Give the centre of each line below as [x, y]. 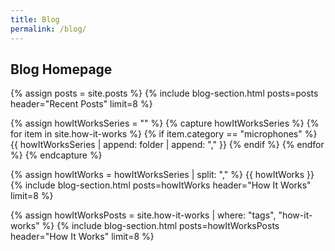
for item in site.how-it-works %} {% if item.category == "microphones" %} [164, 134]
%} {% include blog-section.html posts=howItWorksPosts [160, 226]
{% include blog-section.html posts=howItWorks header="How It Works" [161, 185]
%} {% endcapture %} [56, 155]
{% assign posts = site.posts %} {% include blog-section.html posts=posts [164, 93]
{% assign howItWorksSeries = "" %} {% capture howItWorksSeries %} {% [165, 123]
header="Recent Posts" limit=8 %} [81, 104]
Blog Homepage [61, 69]
